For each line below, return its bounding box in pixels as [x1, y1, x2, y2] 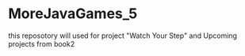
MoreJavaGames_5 [8, 5, 138, 23]
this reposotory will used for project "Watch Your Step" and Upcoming [8, 31, 238, 40]
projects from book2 [8, 39, 75, 48]
